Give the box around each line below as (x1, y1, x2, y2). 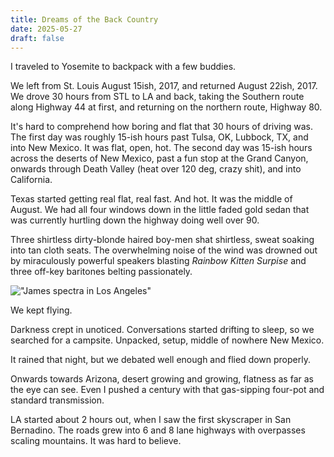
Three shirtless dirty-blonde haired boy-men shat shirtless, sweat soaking (10, 234, 315, 246)
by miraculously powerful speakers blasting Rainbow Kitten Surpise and (10, 255, 307, 267)
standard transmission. (10, 394, 105, 406)
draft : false (10, 33, 65, 43)
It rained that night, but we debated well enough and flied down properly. (10, 354, 311, 366)
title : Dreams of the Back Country (10, 14, 159, 25)
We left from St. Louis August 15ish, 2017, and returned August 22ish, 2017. (10, 80, 318, 92)
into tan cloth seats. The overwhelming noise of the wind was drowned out (10, 244, 318, 256)
